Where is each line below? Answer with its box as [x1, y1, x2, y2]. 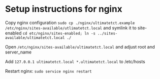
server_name [5, 49, 32, 55]
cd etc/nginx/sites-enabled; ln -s [22, 31, 96, 36]
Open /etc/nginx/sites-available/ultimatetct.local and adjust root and [5, 44, 155, 50]
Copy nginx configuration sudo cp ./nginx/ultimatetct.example [5, 20, 135, 26]
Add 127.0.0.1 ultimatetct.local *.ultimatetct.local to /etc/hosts [5, 58, 145, 64]
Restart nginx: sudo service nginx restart [5, 68, 92, 74]
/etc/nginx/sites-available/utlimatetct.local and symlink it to [5, 25, 137, 30]
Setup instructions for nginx [5, 3, 123, 15]
